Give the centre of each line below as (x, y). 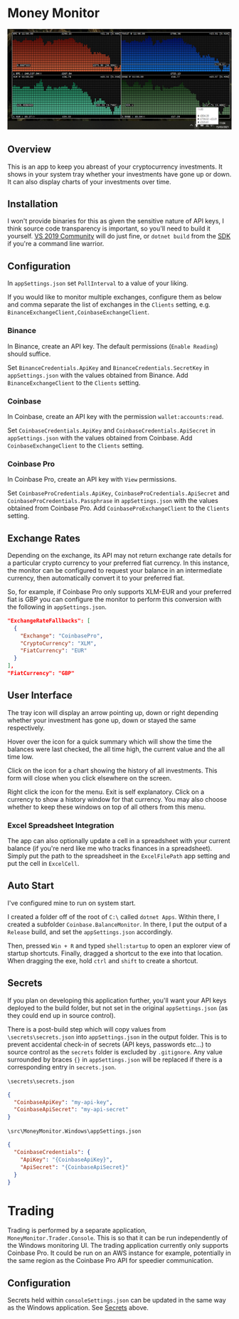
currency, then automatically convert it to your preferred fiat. (96, 578)
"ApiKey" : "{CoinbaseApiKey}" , (67, 1160)
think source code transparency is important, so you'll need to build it (109, 228)
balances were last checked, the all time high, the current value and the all (116, 749)
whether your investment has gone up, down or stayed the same (102, 720)
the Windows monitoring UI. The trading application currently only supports (118, 1246)
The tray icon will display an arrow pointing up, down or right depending (113, 712)
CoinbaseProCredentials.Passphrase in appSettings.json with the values (113, 501)
